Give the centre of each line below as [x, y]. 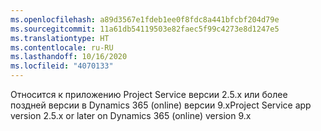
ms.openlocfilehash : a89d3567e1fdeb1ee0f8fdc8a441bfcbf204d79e [145, 19]
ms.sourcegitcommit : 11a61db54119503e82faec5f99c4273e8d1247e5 [145, 29]
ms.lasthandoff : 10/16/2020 [69, 57]
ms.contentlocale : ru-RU [62, 47]
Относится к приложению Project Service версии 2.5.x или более [149, 94]
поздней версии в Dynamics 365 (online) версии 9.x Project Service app [161, 105]
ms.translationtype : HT [60, 38]
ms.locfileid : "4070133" [62, 66]
